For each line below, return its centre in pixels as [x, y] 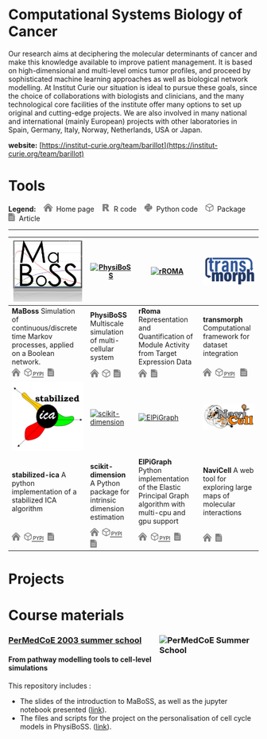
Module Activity [164, 345]
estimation [107, 517]
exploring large [228, 487]
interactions [222, 513]
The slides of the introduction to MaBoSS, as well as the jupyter [124, 701]
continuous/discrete [44, 327]
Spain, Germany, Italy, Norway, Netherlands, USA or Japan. [105, 130]
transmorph [223, 319]
